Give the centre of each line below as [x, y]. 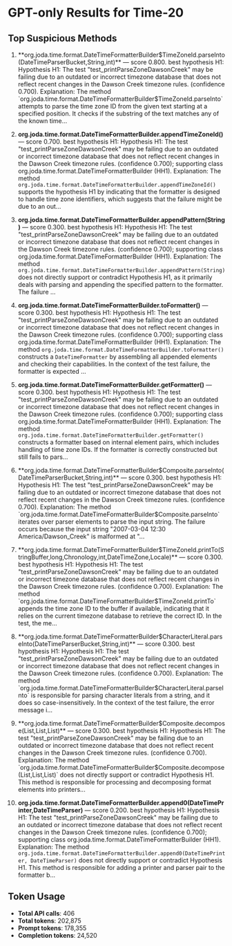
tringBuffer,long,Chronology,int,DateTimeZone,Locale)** [98, 557]
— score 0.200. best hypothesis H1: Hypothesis [152, 810]
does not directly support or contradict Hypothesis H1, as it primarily [115, 277]
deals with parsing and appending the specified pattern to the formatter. [120, 284]
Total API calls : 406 [46, 913]
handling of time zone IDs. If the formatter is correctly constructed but [118, 450]
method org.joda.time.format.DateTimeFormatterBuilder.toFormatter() [121, 349]
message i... [35, 710]
